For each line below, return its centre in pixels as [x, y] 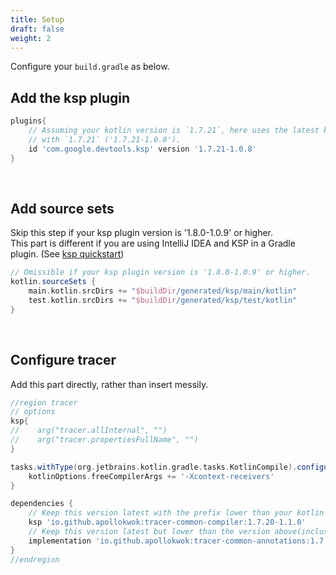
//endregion [35, 559]
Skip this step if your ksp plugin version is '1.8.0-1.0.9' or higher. [142, 233]
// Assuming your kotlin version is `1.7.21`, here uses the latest [174, 131]
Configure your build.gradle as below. [90, 67]
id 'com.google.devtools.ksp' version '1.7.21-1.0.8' [142, 149]
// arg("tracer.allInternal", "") [89, 431]
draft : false [37, 29]
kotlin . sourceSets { [53, 282]
